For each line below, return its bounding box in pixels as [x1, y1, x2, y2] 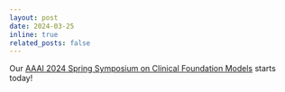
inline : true [9, 30, 59, 39]
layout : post [9, 13, 59, 23]
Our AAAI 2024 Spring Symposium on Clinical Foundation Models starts [9, 63, 277, 74]
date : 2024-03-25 [9, 22, 75, 31]
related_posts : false [9, 38, 91, 48]
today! [9, 73, 33, 84]
